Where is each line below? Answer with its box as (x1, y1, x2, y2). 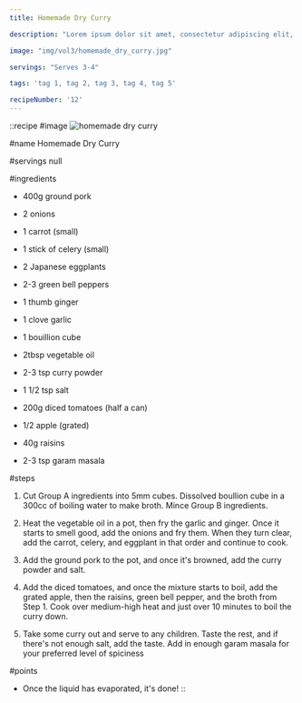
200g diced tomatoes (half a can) (22, 402, 148, 413)
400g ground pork (22, 191, 93, 201)
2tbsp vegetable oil (22, 349, 95, 360)
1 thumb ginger (22, 296, 79, 307)
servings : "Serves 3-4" (9, 63, 100, 72)
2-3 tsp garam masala (22, 456, 105, 466)
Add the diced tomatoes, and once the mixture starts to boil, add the (22, 582, 278, 592)
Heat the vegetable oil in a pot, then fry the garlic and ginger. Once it (22, 517, 279, 528)
